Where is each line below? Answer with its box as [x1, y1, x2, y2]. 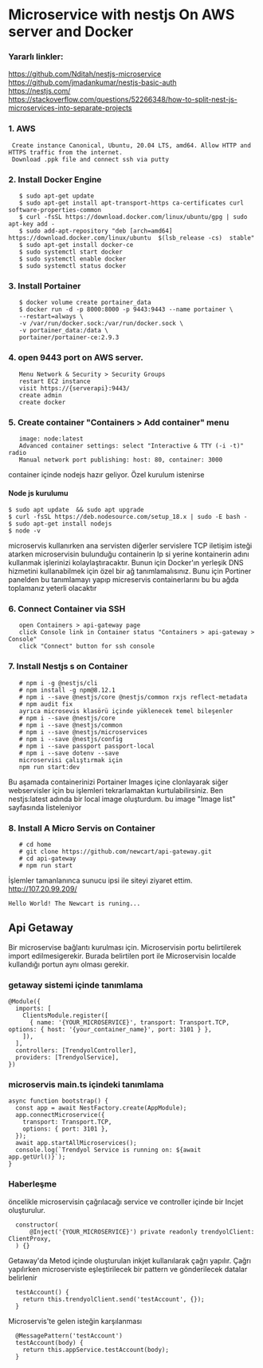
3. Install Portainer [8, 281, 81, 291]
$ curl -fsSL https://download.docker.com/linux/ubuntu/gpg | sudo [18, 213, 248, 221]
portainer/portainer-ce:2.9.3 [18, 333, 120, 341]
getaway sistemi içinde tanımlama [8, 979, 143, 991]
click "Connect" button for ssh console [18, 642, 155, 651]
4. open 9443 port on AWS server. [8, 352, 143, 363]
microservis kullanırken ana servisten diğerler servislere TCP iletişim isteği [8, 541, 253, 551]
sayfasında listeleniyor [8, 802, 82, 812]
